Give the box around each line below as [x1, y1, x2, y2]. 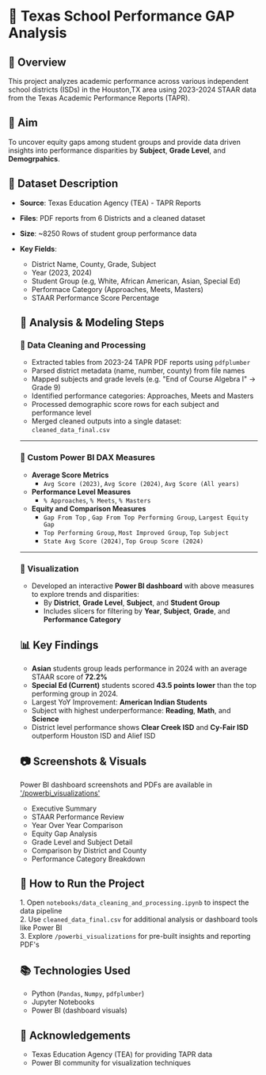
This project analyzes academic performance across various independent [8, 77, 249, 85]
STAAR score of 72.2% [31, 672, 108, 682]
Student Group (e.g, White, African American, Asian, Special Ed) [31, 276, 241, 286]
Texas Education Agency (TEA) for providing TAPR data [31, 1049, 212, 1059]
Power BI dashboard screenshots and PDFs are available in [19, 780, 212, 789]
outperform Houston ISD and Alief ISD [31, 731, 156, 740]
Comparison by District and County [31, 845, 147, 855]
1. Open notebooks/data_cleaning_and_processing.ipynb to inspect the [19, 898, 249, 907]
